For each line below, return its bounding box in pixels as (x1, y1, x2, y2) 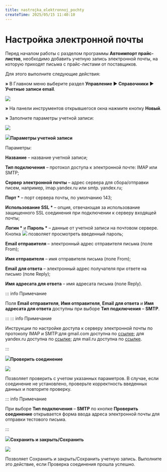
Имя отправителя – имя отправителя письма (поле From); (5, 256, 131, 262)
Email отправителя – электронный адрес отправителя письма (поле (5, 241, 152, 247)
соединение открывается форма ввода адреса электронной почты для (5, 411, 160, 417)
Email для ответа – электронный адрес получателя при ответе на (5, 266, 147, 272)
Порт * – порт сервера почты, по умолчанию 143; (5, 195, 112, 201)
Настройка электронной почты (5, 34, 144, 45)
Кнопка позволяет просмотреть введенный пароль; (5, 231, 123, 237)
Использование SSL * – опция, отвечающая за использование (5, 204, 140, 211)
